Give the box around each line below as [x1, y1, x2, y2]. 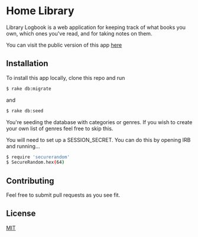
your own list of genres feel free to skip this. [6, 125, 113, 132]
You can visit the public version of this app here [6, 41, 122, 48]
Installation [6, 59, 48, 69]
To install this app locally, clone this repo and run [6, 74, 125, 81]
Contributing [6, 176, 54, 186]
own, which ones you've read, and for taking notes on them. [6, 30, 152, 37]
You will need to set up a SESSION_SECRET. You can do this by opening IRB [6, 136, 191, 143]
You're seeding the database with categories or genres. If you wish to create [6, 118, 193, 125]
